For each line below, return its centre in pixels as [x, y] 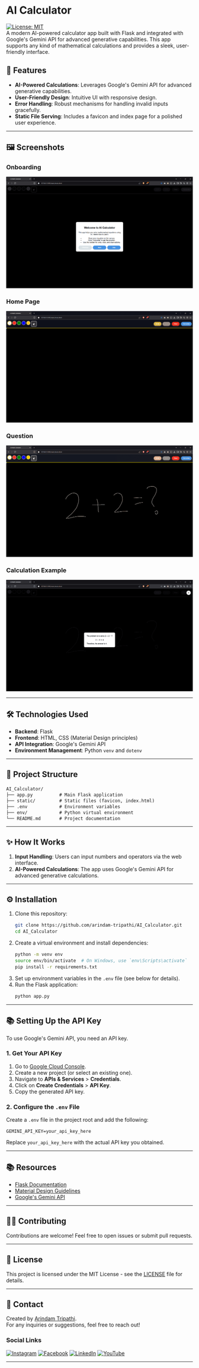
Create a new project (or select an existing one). [73, 1072]
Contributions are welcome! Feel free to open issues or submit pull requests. [99, 1235]
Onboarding [24, 168]
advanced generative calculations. [57, 875]
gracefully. [28, 110]
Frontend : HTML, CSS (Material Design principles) [76, 738]
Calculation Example [36, 570]
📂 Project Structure [42, 774]
